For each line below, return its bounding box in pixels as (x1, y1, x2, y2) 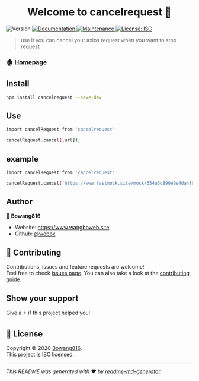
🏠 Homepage (6, 58, 47, 66)
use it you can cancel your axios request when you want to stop (20, 36, 176, 43)
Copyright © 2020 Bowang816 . (6, 344, 82, 351)
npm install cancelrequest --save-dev (6, 95, 102, 100)
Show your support (6, 293, 79, 303)
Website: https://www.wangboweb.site (14, 224, 110, 231)
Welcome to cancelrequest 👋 (27, 5, 172, 19)
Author (6, 197, 33, 207)
